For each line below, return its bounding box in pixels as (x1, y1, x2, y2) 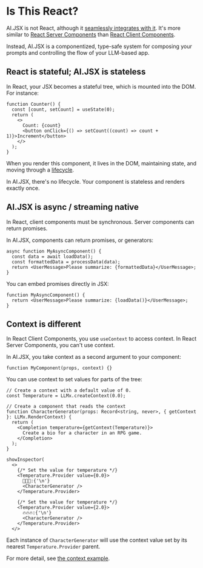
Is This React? (6, 4, 79, 18)
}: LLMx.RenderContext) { (6, 414, 72, 420)
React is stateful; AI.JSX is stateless (6, 67, 146, 77)
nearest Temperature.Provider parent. (6, 543, 101, 550)
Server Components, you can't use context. (6, 342, 115, 349)
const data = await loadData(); (12, 254, 94, 260)
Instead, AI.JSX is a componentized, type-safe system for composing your (6, 43, 192, 50)
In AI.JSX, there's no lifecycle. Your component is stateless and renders (6, 178, 185, 185)
